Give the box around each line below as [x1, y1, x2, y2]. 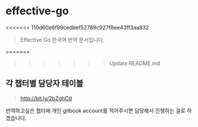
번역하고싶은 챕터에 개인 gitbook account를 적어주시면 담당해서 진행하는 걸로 [5, 107, 186, 114]
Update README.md [109, 60, 160, 67]
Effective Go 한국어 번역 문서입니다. [20, 36, 105, 43]
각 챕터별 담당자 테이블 [5, 79, 84, 89]
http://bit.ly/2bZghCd [20, 94, 72, 102]
